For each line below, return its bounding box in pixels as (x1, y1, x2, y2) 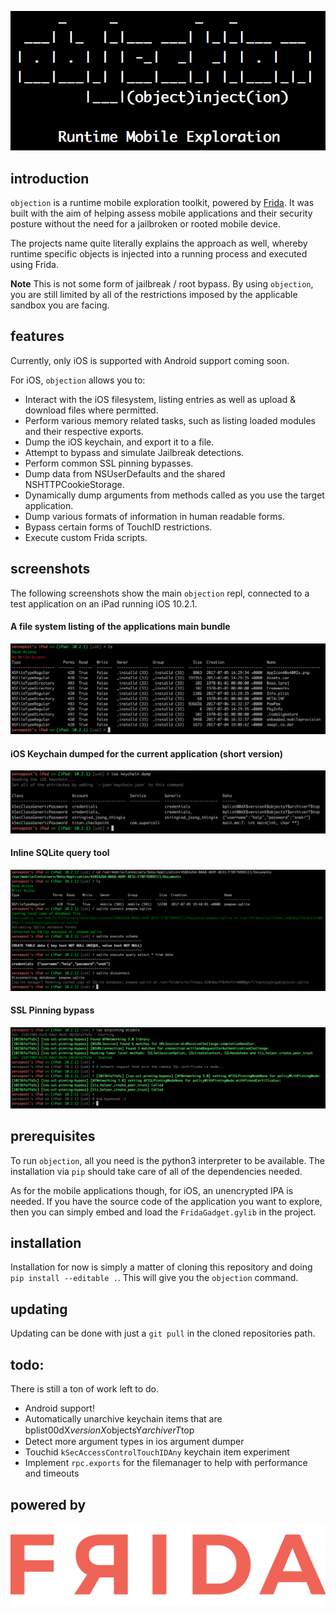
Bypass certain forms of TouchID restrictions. (24, 521, 213, 533)
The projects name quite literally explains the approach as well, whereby (10, 237, 308, 249)
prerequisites (10, 1128, 96, 1145)
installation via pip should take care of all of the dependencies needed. (10, 1165, 303, 1177)
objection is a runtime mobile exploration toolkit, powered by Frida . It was (10, 196, 315, 208)
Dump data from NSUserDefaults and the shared (24, 467, 226, 480)
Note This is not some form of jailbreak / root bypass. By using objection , (10, 277, 314, 290)
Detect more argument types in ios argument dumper (24, 1436, 245, 1448)
